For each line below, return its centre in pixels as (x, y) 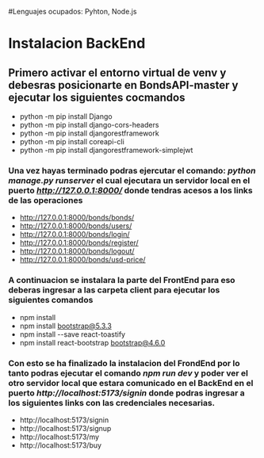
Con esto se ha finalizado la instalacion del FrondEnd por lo (124, 363)
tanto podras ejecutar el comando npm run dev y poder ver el (128, 373)
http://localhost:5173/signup (65, 428)
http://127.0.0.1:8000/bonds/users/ (76, 226)
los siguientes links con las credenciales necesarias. (112, 403)
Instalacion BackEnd (77, 44)
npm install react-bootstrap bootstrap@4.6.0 (92, 342)
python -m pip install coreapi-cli (72, 141)
